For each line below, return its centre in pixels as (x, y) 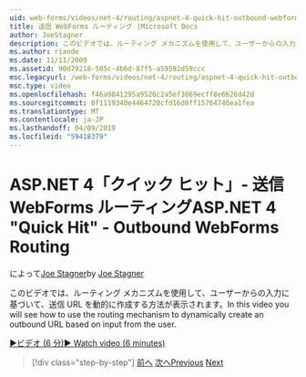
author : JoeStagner (46, 35)
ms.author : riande (44, 52)
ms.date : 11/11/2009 (49, 60)
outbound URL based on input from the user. (93, 324)
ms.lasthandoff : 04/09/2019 (63, 129)
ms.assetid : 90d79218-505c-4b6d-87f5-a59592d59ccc (107, 69)
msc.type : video (40, 86)
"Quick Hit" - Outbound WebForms (144, 228)
